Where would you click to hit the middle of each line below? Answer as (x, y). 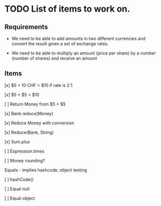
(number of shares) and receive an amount (54, 58)
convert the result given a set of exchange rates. (60, 44)
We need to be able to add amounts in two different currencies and (79, 38)
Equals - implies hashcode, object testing (46, 170)
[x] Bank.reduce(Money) (29, 113)
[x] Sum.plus (17, 141)
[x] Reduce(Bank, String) (29, 132)
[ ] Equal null (17, 189)
